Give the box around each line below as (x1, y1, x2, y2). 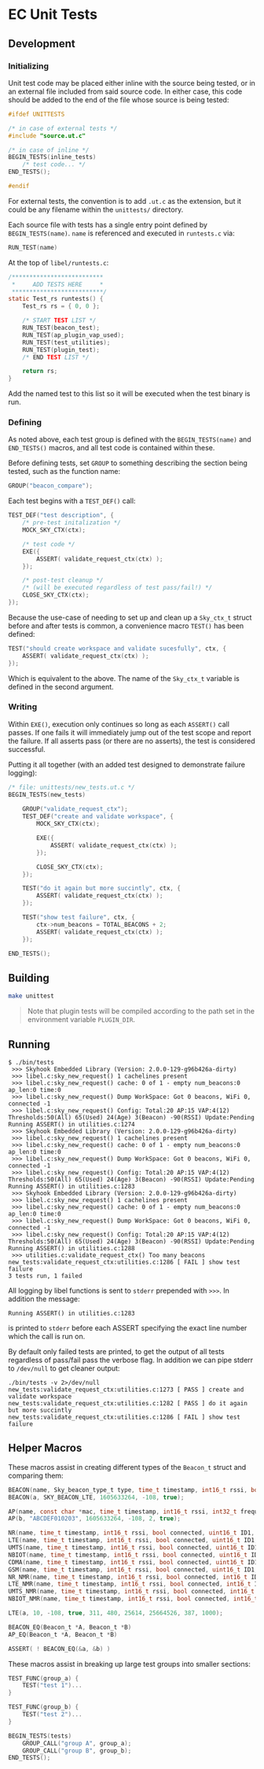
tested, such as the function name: (8, 467, 121, 476)
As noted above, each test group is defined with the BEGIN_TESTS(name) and (8, 435, 251, 444)
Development (8, 37, 76, 50)
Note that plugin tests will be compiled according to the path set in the (27, 1006, 255, 1016)
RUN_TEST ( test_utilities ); (22, 339, 111, 346)
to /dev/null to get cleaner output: (8, 1364, 120, 1373)
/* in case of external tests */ (8, 124, 118, 132)
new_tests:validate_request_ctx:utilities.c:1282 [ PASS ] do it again (8, 1399, 247, 1407)
